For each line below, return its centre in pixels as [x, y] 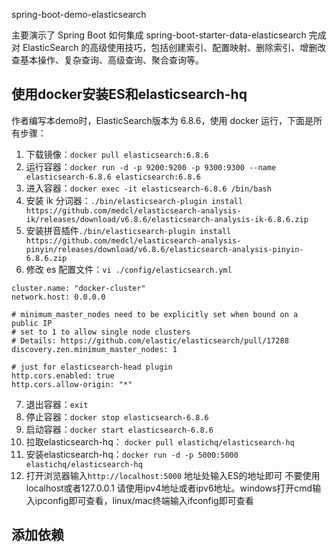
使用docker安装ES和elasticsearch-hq [129, 94]
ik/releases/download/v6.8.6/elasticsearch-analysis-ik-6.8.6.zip [167, 219]
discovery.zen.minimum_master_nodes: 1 [94, 349]
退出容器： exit [57, 404]
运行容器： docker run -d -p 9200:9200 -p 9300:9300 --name [151, 166]
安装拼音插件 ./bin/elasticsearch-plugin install [128, 230]
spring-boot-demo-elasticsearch [79, 14]
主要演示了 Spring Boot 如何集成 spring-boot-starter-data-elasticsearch [159, 35]
